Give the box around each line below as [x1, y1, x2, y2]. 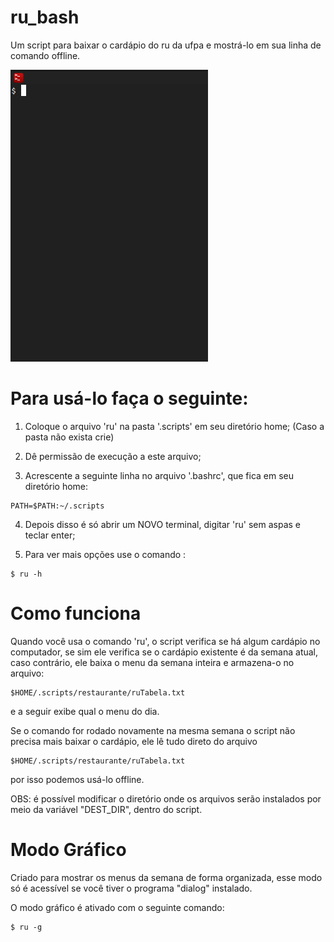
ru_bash [10, 6, 80, 29]
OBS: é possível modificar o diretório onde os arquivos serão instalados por [10, 792, 322, 805]
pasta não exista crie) [24, 431, 115, 443]
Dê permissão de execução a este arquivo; [24, 450, 202, 462]
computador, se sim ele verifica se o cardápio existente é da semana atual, [10, 646, 319, 658]
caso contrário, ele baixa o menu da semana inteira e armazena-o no [10, 656, 295, 668]
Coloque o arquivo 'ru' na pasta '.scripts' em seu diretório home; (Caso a [24, 420, 325, 432]
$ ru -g [10, 922, 43, 932]
